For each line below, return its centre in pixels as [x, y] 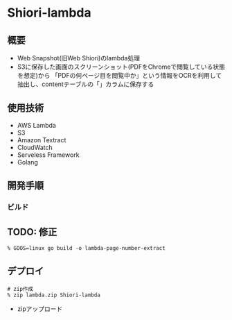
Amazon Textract [42, 140]
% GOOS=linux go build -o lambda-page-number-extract [87, 248]
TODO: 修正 [32, 231]
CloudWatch [35, 147]
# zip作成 [20, 289]
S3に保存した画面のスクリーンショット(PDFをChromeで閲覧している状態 [121, 67]
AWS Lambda [37, 125]
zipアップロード [40, 309]
